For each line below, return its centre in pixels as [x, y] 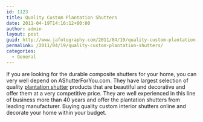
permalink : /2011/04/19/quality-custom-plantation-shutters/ [85, 46]
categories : [21, 51]
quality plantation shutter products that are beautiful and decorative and [96, 87]
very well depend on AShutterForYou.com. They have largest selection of [97, 80]
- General [24, 57]
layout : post [23, 34]
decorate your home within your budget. [56, 112]
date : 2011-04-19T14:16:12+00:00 [48, 23]
